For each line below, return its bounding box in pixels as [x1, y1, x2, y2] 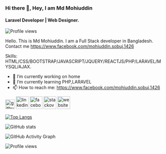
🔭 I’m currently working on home [12, 73, 80, 80]
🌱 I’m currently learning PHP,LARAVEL [12, 79, 92, 85]
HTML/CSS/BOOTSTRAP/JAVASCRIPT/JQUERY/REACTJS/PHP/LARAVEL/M [5, 58, 161, 64]
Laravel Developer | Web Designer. [5, 17, 79, 23]
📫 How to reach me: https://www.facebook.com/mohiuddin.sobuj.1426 [12, 85, 160, 91]
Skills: [5, 53, 18, 59]
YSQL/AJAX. [5, 64, 32, 70]
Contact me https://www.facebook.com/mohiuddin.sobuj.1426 [5, 43, 134, 49]
